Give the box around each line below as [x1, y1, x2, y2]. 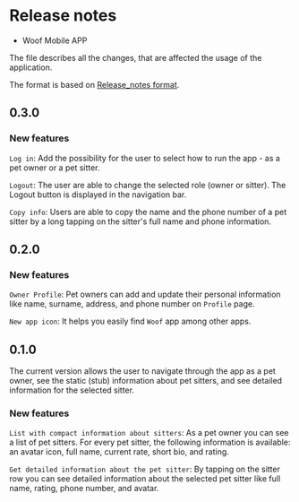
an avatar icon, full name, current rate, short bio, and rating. [9, 446, 230, 457]
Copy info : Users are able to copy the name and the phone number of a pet [9, 206, 287, 217]
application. [9, 62, 53, 73]
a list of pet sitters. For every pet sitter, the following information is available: [9, 437, 291, 448]
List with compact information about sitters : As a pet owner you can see [9, 428, 289, 438]
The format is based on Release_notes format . [9, 79, 180, 90]
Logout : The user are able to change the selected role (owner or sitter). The [9, 179, 286, 190]
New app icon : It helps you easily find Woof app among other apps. [9, 316, 252, 327]
